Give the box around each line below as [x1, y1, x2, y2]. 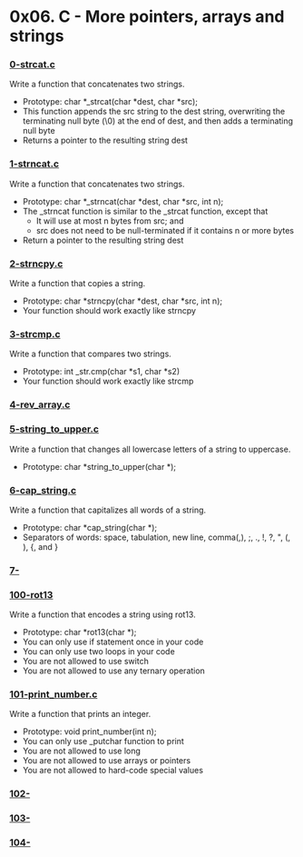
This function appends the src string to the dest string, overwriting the [22, 106, 286, 117]
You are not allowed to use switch [22, 656, 150, 667]
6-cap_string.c [9, 483, 77, 496]
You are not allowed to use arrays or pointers [22, 755, 191, 766]
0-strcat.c [9, 58, 56, 71]
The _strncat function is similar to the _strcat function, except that [22, 205, 269, 216]
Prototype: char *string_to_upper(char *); [22, 461, 177, 472]
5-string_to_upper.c [9, 423, 100, 435]
